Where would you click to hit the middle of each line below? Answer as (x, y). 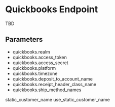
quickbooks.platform (34, 68)
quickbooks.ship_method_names (47, 90)
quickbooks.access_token (40, 57)
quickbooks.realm (31, 51)
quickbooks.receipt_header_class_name (54, 84)
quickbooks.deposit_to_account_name (52, 79)
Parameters (24, 39)
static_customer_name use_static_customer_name (58, 99)
